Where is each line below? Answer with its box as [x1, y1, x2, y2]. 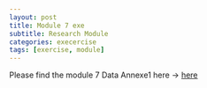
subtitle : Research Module [9, 29, 109, 38]
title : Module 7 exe [9, 21, 86, 30]
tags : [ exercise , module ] [9, 46, 104, 55]
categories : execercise [9, 37, 97, 47]
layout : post [9, 12, 57, 22]
